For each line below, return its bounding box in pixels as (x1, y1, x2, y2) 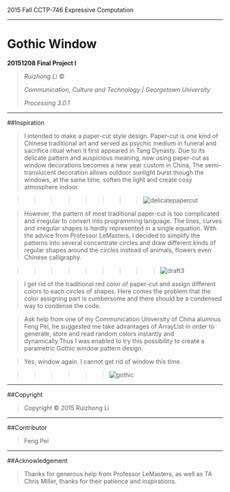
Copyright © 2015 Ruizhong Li (23, 403, 110, 412)
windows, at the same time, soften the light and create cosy (23, 175, 193, 184)
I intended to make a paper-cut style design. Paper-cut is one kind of (23, 132, 219, 140)
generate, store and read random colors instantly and (23, 329, 175, 338)
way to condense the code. (23, 301, 101, 309)
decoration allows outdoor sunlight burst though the (57, 168, 204, 176)
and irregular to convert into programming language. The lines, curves (23, 216, 222, 225)
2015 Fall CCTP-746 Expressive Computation (7, 6, 134, 14)
